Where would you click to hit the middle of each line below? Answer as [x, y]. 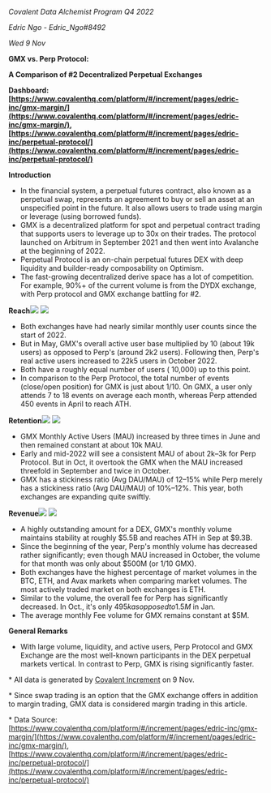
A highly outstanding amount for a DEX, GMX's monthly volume [126, 529]
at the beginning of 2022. [62, 251]
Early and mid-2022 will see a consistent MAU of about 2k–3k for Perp [138, 454]
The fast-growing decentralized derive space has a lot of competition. [137, 276]
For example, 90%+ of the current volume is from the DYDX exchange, [138, 285]
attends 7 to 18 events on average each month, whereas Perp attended [138, 395]
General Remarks [38, 631]
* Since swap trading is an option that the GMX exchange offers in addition [133, 695]
